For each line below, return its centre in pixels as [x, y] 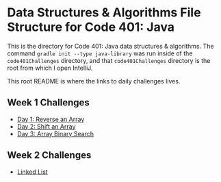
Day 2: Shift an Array [46, 126]
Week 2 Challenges [49, 155]
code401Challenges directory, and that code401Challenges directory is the [109, 60]
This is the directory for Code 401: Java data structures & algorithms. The [110, 46]
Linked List [32, 172]
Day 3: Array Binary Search [55, 133]
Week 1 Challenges [49, 103]
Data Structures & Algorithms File [104, 13]
